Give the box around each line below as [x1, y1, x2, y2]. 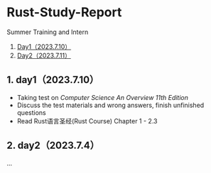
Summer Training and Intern [6, 28, 89, 36]
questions [16, 108, 47, 117]
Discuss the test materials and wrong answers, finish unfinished [16, 101, 205, 109]
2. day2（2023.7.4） [6, 140, 100, 152]
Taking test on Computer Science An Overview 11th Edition [16, 93, 189, 101]
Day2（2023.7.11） [16, 51, 72, 60]
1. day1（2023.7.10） [6, 74, 99, 86]
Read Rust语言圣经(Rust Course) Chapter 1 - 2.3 [16, 116, 158, 125]
